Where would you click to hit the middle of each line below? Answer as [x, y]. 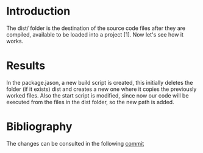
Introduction [38, 11]
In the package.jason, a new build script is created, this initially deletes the [100, 82]
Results [26, 66]
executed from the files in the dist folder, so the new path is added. [91, 102]
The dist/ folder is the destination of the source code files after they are [96, 28]
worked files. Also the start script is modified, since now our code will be [98, 95]
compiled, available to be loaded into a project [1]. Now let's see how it [95, 34]
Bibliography [39, 127]
